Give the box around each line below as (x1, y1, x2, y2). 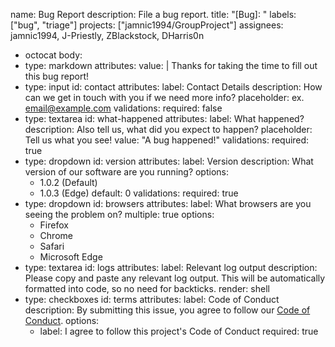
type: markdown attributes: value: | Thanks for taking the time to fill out (24, 60, 318, 71)
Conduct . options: (24, 315, 100, 326)
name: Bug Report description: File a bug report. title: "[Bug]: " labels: (10, 9, 297, 20)
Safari (39, 240, 65, 252)
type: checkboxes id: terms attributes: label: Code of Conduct (24, 294, 280, 305)
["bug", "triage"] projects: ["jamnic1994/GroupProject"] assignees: (10, 19, 284, 31)
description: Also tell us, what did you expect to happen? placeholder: (24, 124, 313, 135)
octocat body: (24, 49, 83, 61)
